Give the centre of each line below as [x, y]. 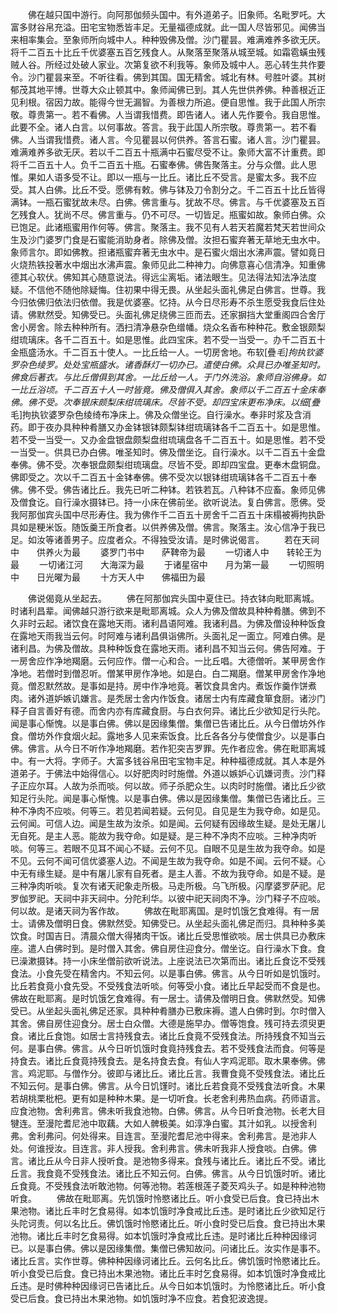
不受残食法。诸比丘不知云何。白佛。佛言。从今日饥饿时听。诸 [189, 1173]
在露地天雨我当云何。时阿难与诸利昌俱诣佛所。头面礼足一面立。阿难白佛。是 [168, 636]
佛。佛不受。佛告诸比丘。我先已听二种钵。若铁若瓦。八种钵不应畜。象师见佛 [168, 489]
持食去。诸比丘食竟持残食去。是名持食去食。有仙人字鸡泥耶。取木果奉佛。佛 [168, 1061]
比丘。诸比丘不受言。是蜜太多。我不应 [237, 177]
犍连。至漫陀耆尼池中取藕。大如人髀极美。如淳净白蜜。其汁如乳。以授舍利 [163, 1123]
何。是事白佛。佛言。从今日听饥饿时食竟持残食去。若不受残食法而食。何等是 [168, 1048]
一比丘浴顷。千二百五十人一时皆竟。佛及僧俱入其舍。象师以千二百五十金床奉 [168, 389]
